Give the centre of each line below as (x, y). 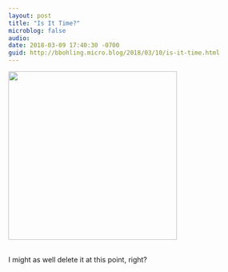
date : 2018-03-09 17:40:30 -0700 (64, 46)
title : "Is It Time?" (44, 23)
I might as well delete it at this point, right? (78, 260)
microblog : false (37, 30)
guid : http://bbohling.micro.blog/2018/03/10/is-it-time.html (114, 53)
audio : (19, 38)
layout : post (30, 16)
